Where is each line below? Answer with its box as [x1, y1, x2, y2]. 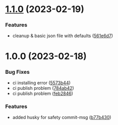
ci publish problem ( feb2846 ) [12, 90, 73, 96]
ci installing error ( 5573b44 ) [12, 79, 71, 86]
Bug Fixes [5, 68, 30, 75]
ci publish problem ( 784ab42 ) [12, 85, 74, 91]
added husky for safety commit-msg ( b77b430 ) [12, 114, 111, 120]
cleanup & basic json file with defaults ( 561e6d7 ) [12, 33, 113, 39]
